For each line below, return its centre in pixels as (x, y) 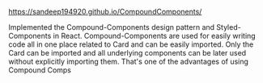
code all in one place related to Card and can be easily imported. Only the (131, 44)
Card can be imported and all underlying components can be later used (127, 53)
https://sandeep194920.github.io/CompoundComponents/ (105, 12)
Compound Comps (40, 70)
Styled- (229, 27)
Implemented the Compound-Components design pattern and (112, 27)
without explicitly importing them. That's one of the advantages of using (129, 61)
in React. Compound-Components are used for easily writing (155, 36)
